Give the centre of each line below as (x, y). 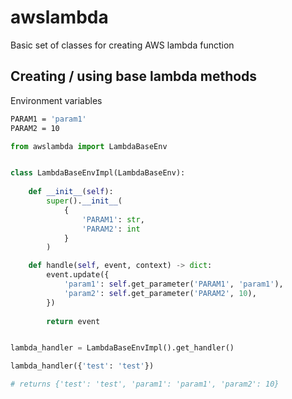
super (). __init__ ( (84, 201)
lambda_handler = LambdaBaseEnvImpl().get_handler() (122, 348)
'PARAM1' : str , (113, 219)
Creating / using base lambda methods (134, 76)
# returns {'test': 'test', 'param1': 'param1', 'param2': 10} (145, 384)
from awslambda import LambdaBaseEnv (89, 146)
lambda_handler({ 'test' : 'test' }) (82, 366)
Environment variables (56, 100)
